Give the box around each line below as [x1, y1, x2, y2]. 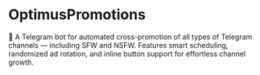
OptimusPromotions [8, 6, 147, 24]
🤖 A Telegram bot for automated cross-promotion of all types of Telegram [8, 32, 253, 41]
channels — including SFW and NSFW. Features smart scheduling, [8, 40, 229, 49]
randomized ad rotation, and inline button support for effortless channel [8, 49, 246, 58]
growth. [8, 57, 35, 67]
